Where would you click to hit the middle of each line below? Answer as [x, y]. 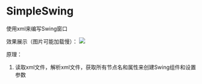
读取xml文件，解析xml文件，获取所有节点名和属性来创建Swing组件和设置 [106, 67]
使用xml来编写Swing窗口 [37, 28]
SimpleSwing [40, 11]
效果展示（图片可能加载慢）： [42, 41]
